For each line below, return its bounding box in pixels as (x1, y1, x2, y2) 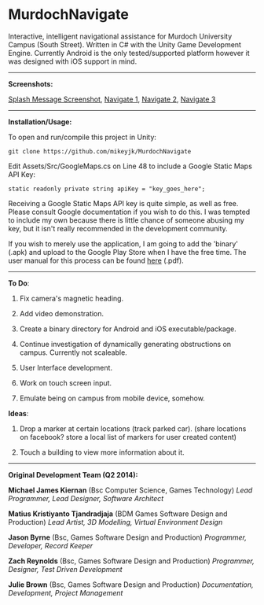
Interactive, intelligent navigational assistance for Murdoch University (8, 31, 233, 41)
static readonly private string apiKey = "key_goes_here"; (8, 185, 206, 193)
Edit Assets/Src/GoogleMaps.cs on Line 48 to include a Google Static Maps (8, 161, 253, 171)
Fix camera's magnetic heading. (19, 293, 124, 303)
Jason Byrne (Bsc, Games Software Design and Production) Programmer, (8, 533, 247, 542)
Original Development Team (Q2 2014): (8, 470, 139, 479)
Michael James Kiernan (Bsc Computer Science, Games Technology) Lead (8, 485, 253, 495)
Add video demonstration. (19, 308, 104, 318)
